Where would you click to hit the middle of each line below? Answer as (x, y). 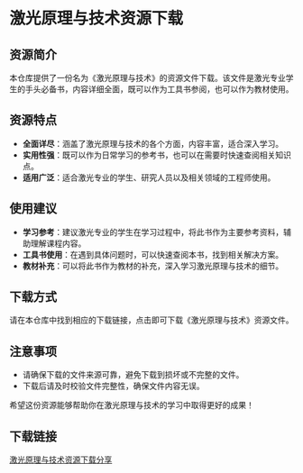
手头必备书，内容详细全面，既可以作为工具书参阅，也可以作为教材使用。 (159, 89)
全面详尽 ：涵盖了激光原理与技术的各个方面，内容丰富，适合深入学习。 (153, 143)
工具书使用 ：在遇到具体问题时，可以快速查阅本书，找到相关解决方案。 (153, 254)
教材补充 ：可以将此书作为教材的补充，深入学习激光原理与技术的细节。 (153, 266)
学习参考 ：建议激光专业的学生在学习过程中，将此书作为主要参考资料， (153, 232)
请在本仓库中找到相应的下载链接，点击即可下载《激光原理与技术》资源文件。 (151, 320)
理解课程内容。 (58, 243)
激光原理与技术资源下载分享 (61, 459)
